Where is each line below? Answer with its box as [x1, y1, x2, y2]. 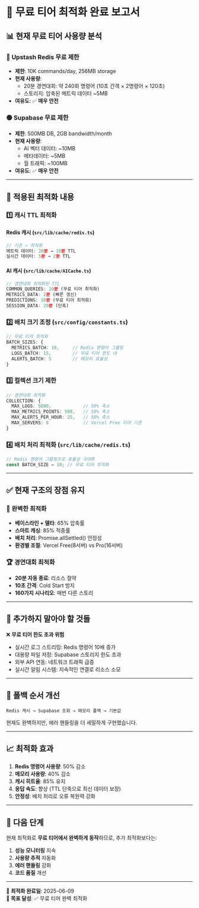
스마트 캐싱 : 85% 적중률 [14, 527, 70, 534]
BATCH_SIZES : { [6, 340, 44, 345]
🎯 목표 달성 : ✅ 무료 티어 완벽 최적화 [6, 895, 88, 902]
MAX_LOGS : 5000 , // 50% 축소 [11, 403, 110, 409]
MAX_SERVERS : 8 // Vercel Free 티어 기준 [11, 420, 142, 426]
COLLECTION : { [6, 398, 41, 404]
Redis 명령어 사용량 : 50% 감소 [14, 763, 86, 770]
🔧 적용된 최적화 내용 [6, 191, 75, 202]
